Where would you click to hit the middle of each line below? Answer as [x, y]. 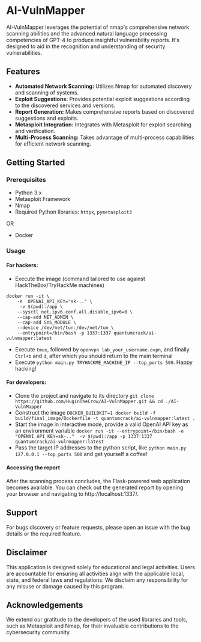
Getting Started [36, 163]
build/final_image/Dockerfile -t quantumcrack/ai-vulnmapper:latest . [105, 418]
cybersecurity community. [38, 632]
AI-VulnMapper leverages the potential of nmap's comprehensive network [98, 27]
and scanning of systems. [47, 92]
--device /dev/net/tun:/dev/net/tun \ [65, 328]
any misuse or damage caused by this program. [65, 586]
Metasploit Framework [43, 199]
